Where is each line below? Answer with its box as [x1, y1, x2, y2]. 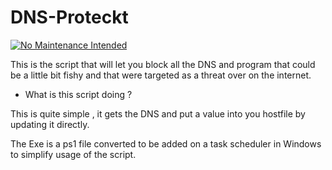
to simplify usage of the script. [10, 148, 137, 160]
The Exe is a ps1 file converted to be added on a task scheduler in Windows [10, 137, 322, 150]
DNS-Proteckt [10, 6, 129, 29]
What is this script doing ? [24, 88, 133, 100]
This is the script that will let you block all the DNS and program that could [10, 58, 316, 70]
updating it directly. [10, 118, 90, 130]
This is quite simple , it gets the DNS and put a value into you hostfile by [10, 107, 306, 120]
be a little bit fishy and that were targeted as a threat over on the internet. [10, 69, 312, 81]
